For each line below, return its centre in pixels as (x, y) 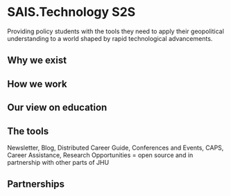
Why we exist (37, 61)
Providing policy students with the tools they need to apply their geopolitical (115, 31)
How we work (37, 84)
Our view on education (57, 108)
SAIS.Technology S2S (71, 12)
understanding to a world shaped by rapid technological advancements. (110, 38)
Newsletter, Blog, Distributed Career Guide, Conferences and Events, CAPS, (115, 148)
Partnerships (36, 184)
